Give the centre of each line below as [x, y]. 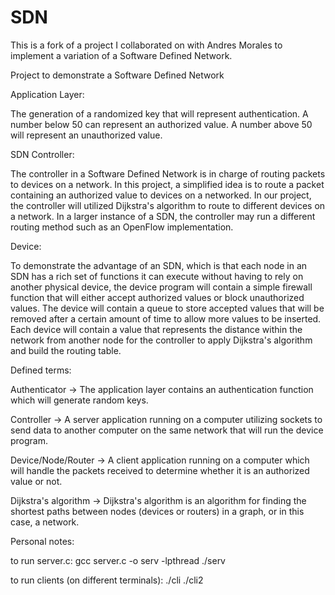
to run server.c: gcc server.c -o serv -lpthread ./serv [118, 560]
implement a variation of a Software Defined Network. [121, 55]
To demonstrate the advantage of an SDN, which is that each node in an [159, 265]
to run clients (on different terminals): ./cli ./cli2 [107, 580]
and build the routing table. [66, 350]
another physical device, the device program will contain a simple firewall [161, 287]
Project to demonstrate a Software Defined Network [117, 75]
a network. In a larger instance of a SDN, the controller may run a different [163, 216]
